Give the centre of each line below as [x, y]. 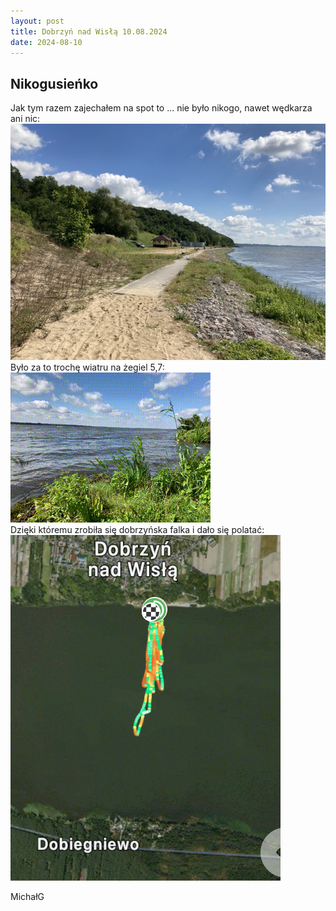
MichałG [27, 897]
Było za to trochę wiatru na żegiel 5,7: [87, 367]
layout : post [37, 21]
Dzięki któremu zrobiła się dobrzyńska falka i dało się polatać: [137, 530]
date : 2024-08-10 [46, 42]
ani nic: [25, 119]
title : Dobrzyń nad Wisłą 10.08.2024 [89, 31]
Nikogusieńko [54, 83]
